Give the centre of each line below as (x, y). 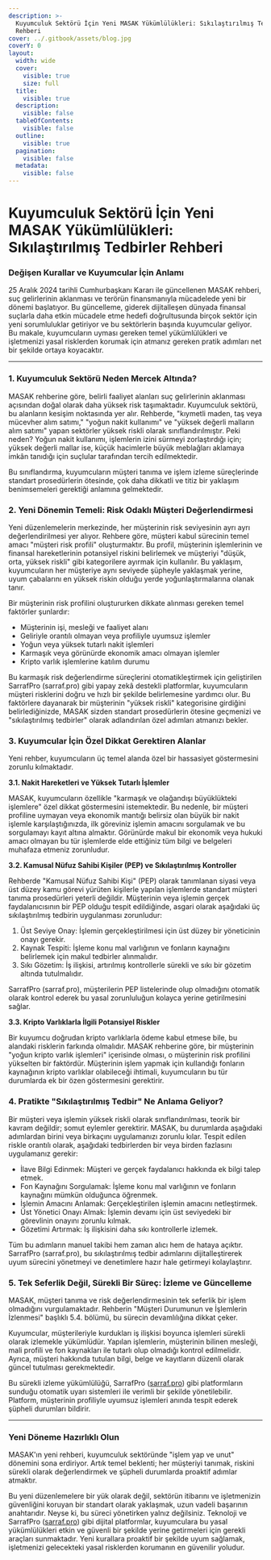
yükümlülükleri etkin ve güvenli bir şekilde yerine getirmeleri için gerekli (127, 1530)
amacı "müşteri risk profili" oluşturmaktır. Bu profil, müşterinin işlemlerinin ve (135, 544)
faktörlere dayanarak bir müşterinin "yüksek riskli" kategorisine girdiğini (127, 703)
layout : (21, 53)
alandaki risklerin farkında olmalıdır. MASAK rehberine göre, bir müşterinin (131, 1046)
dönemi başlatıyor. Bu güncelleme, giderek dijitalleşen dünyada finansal (127, 307)
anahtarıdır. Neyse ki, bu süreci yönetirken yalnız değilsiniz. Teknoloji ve (128, 1513)
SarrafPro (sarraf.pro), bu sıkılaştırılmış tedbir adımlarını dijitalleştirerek (125, 1253)
